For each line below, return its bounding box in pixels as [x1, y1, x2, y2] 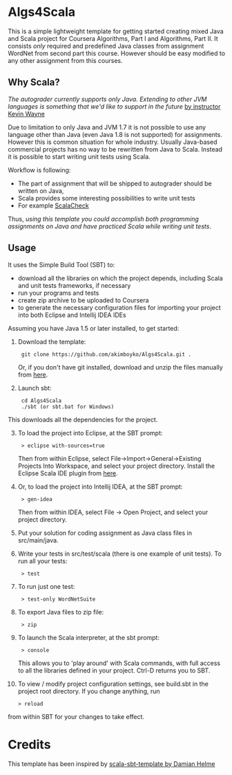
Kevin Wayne [8, 109, 46, 118]
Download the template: [17, 337, 86, 346]
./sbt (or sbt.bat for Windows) [21, 403, 115, 410]
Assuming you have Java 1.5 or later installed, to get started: [8, 324, 180, 332]
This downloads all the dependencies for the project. [8, 415, 158, 423]
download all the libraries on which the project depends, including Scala [17, 274, 223, 282]
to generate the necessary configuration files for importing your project [17, 303, 222, 311]
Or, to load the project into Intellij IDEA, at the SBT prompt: [17, 482, 183, 491]
